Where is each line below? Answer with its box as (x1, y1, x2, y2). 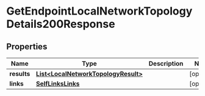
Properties (6, 41, 48, 52)
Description (148, 60, 184, 67)
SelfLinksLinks (35, 80, 80, 87)
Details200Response (6, 17, 115, 31)
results (9, 70, 31, 78)
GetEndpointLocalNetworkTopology (6, 4, 193, 18)
